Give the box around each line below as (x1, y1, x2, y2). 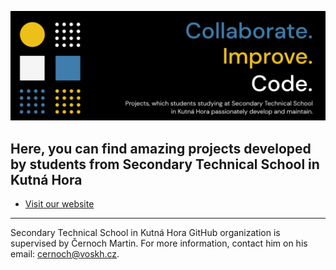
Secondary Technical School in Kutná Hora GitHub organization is (10, 227, 281, 239)
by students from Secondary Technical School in (10, 156, 320, 173)
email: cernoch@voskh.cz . (10, 248, 120, 260)
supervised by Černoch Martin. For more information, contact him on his (10, 237, 308, 250)
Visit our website (24, 198, 95, 210)
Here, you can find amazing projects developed (10, 140, 312, 157)
